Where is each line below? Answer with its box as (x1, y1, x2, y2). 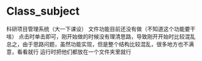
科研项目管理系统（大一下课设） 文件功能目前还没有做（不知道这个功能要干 (6, 25, 196, 32)
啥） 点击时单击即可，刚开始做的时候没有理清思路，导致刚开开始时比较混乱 (6, 32, 196, 40)
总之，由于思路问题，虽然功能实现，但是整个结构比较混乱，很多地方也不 (6, 40, 189, 48)
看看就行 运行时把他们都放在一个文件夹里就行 (17, 48, 132, 56)
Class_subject (6, 4, 80, 18)
